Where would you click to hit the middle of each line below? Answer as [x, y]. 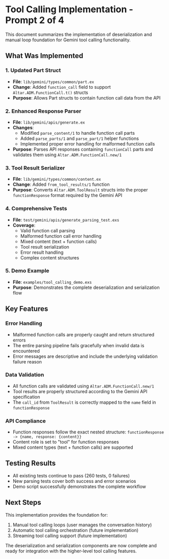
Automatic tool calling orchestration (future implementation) [76, 530]
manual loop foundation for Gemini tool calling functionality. [68, 40]
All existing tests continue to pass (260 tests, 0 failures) [71, 475]
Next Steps [23, 503]
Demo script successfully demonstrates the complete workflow [79, 487]
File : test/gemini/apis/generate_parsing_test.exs [66, 220]
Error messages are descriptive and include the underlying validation [85, 356]
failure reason [27, 361]
